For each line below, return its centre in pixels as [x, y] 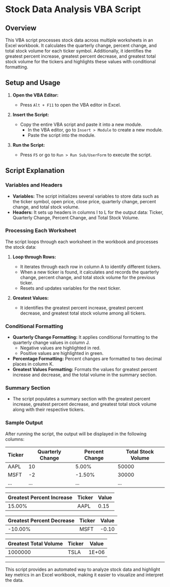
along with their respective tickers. [49, 410]
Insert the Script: [31, 114]
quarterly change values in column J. [51, 343]
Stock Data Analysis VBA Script [73, 9]
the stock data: [21, 247]
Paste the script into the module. [61, 135]
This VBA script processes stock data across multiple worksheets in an [79, 40]
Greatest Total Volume [35, 544]
